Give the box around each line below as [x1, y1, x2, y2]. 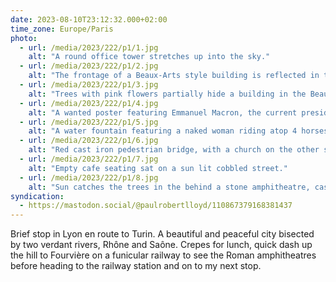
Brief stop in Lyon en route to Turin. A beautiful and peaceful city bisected [10, 228, 315, 240]
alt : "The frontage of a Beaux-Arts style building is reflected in [28, 71, 320, 81]
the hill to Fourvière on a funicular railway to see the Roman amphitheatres [10, 249, 317, 261]
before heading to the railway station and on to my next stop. [10, 260, 262, 272]
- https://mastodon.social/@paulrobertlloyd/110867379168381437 [19, 201, 293, 211]
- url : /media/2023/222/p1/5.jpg [19, 117, 159, 127]
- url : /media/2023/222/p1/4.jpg [19, 98, 159, 108]
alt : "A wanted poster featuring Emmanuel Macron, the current [28, 107, 298, 118]
